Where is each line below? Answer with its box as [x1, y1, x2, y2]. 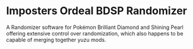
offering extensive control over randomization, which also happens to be [6, 30, 183, 37]
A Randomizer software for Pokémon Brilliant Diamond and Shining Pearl [6, 24, 184, 31]
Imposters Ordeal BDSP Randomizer [6, 4, 187, 18]
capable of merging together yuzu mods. [6, 36, 106, 43]
